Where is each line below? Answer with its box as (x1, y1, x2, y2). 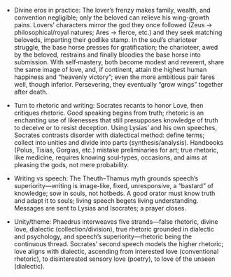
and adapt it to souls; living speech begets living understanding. (13, 197, 199, 205)
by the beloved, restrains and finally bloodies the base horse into (13, 50, 201, 59)
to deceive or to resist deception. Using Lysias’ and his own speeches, (13, 124, 217, 132)
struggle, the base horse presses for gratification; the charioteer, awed (13, 43, 218, 51)
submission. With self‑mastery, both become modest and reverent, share (13, 58, 225, 66)
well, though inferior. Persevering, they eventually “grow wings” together (13, 80, 224, 88)
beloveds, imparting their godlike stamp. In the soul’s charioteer (13, 36, 197, 44)
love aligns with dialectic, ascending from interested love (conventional (13, 248, 219, 255)
